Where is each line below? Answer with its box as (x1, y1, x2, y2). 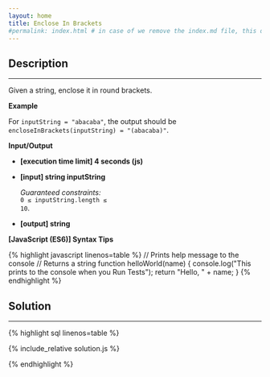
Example (8, 101, 39, 111)
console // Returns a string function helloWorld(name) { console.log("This (8, 259, 252, 268)
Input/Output (8, 141, 54, 151)
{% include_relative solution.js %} (8, 344, 121, 353)
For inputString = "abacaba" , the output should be (8, 117, 177, 126)
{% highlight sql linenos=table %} (8, 328, 120, 338)
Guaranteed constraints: (19, 188, 101, 197)
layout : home (8, 11, 52, 20)
